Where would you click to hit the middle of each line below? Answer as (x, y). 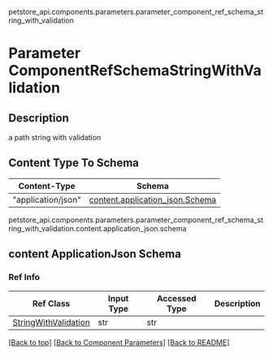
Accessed (177, 298)
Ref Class (51, 303)
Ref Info (24, 278)
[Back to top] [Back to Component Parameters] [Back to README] (119, 342)
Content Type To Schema (74, 163)
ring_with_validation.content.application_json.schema (97, 228)
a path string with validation (55, 137)
